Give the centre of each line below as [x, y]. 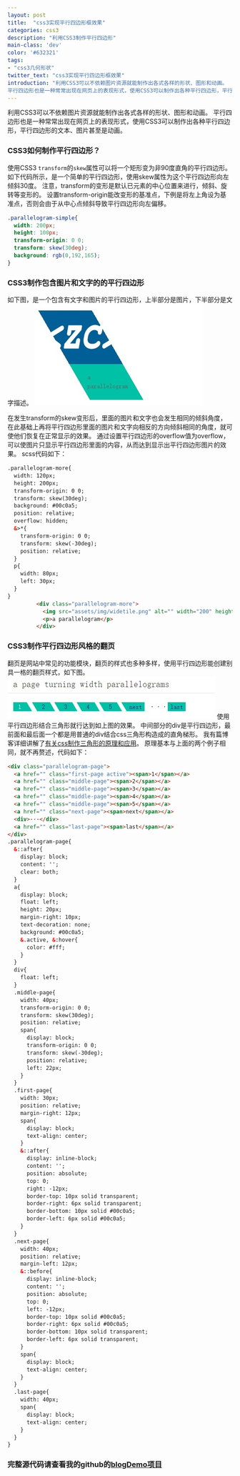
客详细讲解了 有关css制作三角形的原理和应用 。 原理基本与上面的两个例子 [114, 743]
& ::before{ [36, 1272]
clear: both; [40, 872]
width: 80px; [40, 574]
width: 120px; [35, 475]
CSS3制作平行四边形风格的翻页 [61, 646]
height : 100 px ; [36, 233]
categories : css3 [33, 30]
